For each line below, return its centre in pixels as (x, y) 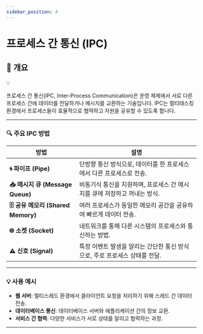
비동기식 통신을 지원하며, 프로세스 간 (128, 185)
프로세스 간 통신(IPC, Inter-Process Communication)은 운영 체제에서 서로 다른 (100, 95)
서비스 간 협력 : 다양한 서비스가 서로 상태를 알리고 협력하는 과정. (89, 318)
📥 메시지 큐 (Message (41, 184)
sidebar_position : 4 (32, 12)
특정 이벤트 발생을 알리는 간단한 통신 (128, 246)
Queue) (20, 194)
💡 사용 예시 (21, 281)
